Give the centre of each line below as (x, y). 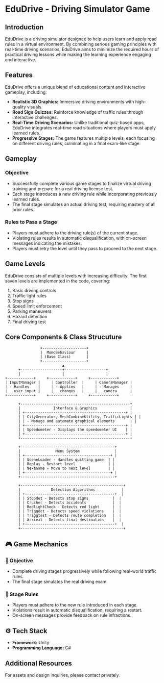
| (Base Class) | (64, 357)
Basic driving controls (34, 290)
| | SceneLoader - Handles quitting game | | (66, 460)
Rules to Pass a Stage (31, 222)
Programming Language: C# (41, 648)
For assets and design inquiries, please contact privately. (62, 675)
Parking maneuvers (32, 311)
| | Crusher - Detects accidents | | (70, 503)
